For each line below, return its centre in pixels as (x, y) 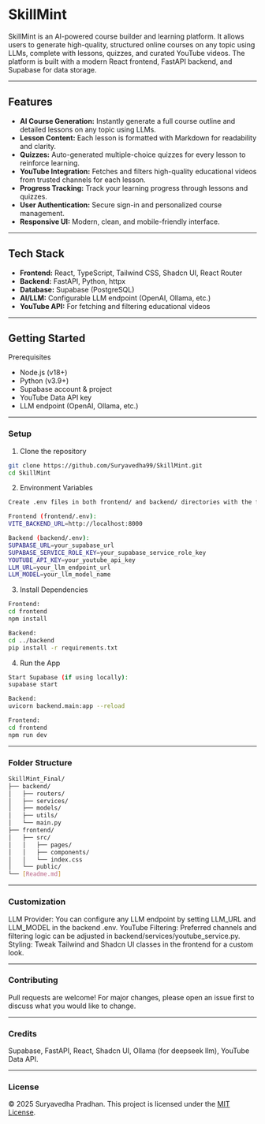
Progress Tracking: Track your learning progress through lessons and (134, 188)
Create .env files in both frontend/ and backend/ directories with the (130, 502)
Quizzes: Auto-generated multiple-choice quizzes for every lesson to (132, 154)
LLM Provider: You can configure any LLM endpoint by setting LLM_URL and (132, 919)
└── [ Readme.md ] (35, 874)
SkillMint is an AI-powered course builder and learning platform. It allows (126, 36)
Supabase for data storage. (52, 69)
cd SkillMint (30, 473)
